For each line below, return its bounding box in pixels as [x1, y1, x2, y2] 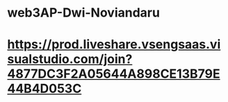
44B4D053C [7, 81, 82, 96]
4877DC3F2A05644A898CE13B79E [7, 66, 220, 82]
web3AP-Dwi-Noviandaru [7, 5, 160, 21]
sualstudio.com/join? [7, 51, 133, 67]
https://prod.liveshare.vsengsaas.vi [7, 37, 221, 53]
